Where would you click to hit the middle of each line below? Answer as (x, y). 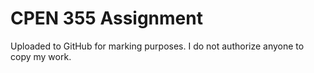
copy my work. (41, 56)
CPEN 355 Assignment (106, 18)
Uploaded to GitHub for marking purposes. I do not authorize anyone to (157, 46)
